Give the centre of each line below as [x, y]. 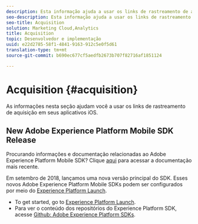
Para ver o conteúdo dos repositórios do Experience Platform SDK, [95, 208]
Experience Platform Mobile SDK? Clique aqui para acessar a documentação [99, 160]
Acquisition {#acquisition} [72, 90]
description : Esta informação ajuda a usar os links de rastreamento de [97, 11]
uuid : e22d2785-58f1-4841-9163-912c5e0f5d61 [62, 45]
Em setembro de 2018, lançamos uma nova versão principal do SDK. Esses [97, 178]
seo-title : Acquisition [35, 22]
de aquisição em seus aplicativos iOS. [52, 112]
